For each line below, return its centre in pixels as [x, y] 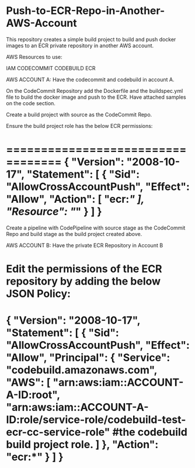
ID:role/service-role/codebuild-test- [96, 420]
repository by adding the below [83, 281]
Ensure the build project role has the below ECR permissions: [79, 126]
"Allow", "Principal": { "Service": [88, 358]
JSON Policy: [39, 294]
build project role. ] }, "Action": [82, 445]
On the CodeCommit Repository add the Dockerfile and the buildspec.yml [95, 91]
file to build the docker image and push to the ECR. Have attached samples [96, 97]
